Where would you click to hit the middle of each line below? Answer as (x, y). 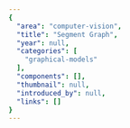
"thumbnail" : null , (53, 85)
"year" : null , (43, 43)
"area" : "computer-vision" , (70, 26)
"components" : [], (51, 77)
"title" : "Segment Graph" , (67, 34)
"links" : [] (39, 101)
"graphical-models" (61, 59)
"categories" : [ (47, 51)
